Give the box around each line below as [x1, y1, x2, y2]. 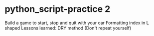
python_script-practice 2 [4, 3, 111, 15]
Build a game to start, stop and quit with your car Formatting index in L [4, 20, 149, 26]
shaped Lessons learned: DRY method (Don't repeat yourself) [4, 25, 132, 31]
